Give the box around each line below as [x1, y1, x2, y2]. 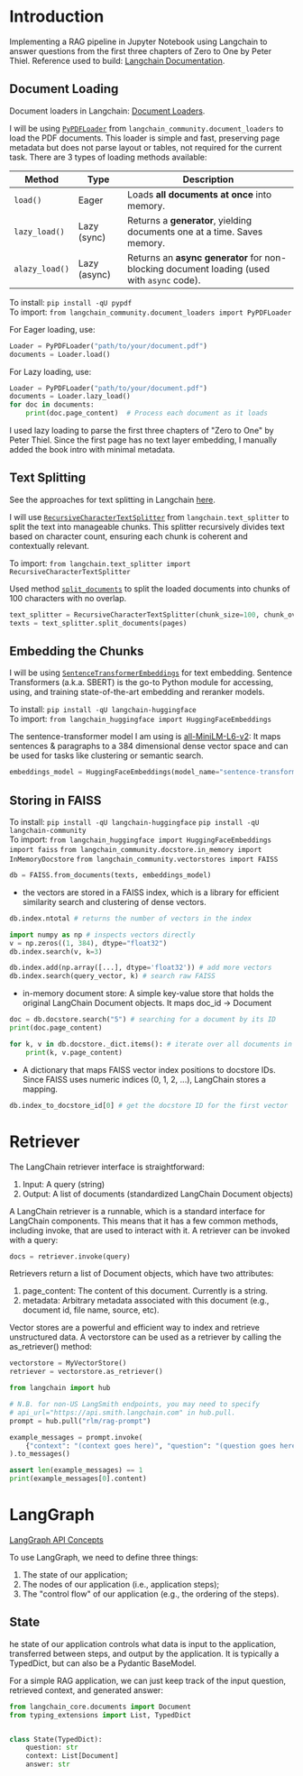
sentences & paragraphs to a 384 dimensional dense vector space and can [9, 741, 289, 752]
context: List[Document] [25, 1752, 119, 1761]
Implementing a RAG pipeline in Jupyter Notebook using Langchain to [9, 36, 268, 47]
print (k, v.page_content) [25, 1048, 124, 1057]
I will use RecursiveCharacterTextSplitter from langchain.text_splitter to [9, 511, 289, 522]
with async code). [127, 273, 201, 286]
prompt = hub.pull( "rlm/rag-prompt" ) [9, 1416, 151, 1425]
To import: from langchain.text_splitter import [9, 557, 191, 569]
